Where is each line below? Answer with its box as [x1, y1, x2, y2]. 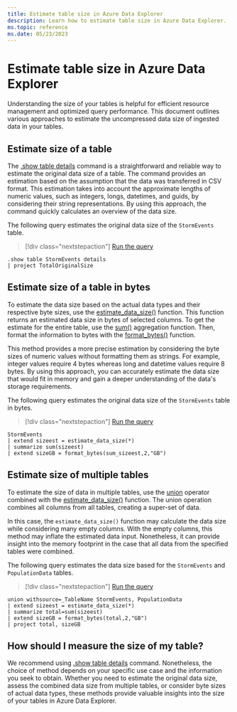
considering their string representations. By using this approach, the [7, 200, 207, 208]
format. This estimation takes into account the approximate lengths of [7, 184, 211, 193]
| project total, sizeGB [7, 620, 81, 628]
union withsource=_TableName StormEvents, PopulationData [7, 595, 182, 603]
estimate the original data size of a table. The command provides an [7, 169, 206, 178]
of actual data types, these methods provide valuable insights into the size [7, 689, 225, 698]
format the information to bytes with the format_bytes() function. [7, 330, 197, 339]
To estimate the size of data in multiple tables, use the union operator [7, 488, 210, 496]
